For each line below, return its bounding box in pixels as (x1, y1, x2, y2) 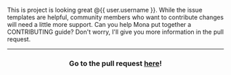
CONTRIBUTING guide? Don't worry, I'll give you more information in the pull (7, 28, 224, 36)
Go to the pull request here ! (69, 58, 162, 68)
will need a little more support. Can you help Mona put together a (7, 21, 191, 28)
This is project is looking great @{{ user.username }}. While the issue (7, 6, 203, 14)
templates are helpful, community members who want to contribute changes (7, 13, 224, 21)
